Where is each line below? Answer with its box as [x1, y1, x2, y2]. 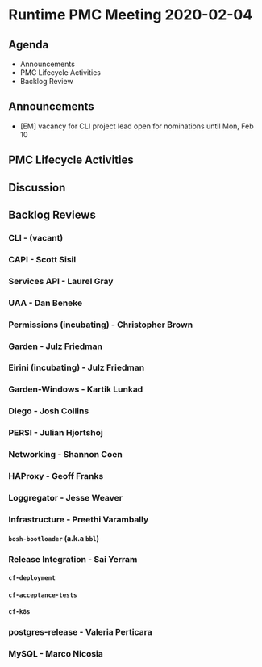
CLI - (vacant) [8, 232, 64, 243]
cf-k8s [8, 608, 31, 616]
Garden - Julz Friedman [8, 341, 103, 352]
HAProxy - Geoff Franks [8, 471, 104, 482]
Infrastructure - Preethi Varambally [8, 514, 149, 525]
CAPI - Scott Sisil [8, 254, 77, 265]
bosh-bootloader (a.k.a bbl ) [8, 534, 99, 543]
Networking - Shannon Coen [8, 449, 123, 460]
